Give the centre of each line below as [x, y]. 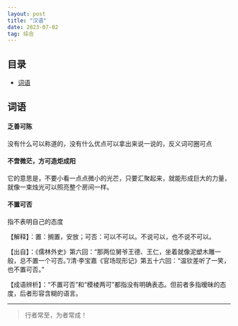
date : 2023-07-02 [33, 27]
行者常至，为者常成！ [56, 315]
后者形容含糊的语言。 [51, 293]
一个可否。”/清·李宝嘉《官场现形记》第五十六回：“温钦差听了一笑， [134, 261]
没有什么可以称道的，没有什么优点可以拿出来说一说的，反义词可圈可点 [110, 143]
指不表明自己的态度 [35, 222]
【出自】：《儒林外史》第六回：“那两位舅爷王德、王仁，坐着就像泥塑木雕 [111, 252]
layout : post [27, 14]
